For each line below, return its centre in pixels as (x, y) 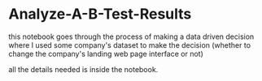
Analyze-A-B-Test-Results (100, 14)
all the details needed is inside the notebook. (83, 69)
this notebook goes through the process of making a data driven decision (131, 36)
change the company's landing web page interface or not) (106, 53)
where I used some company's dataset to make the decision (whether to (129, 45)
